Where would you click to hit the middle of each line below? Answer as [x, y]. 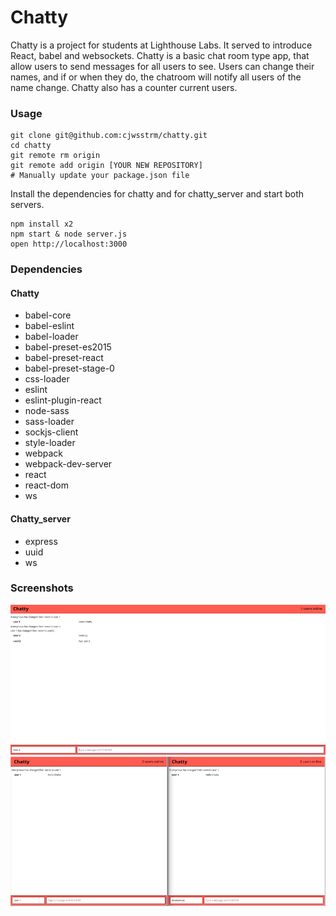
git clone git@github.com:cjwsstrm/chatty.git [109, 136]
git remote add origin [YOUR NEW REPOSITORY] [106, 166]
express [41, 541]
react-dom [46, 485]
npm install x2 [42, 224]
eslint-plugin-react [63, 400]
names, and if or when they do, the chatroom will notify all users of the [156, 77]
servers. [27, 205]
